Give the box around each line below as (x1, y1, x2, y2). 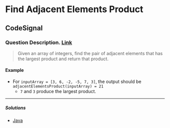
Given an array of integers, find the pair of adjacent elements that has (17, 50, 163, 56)
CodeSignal (5, 24, 43, 32)
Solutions (5, 105, 26, 111)
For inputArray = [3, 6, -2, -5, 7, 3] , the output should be (12, 78, 142, 84)
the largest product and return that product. (17, 56, 109, 62)
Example (5, 67, 24, 73)
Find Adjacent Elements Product (5, 4, 144, 15)
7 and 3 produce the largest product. (20, 89, 96, 95)
